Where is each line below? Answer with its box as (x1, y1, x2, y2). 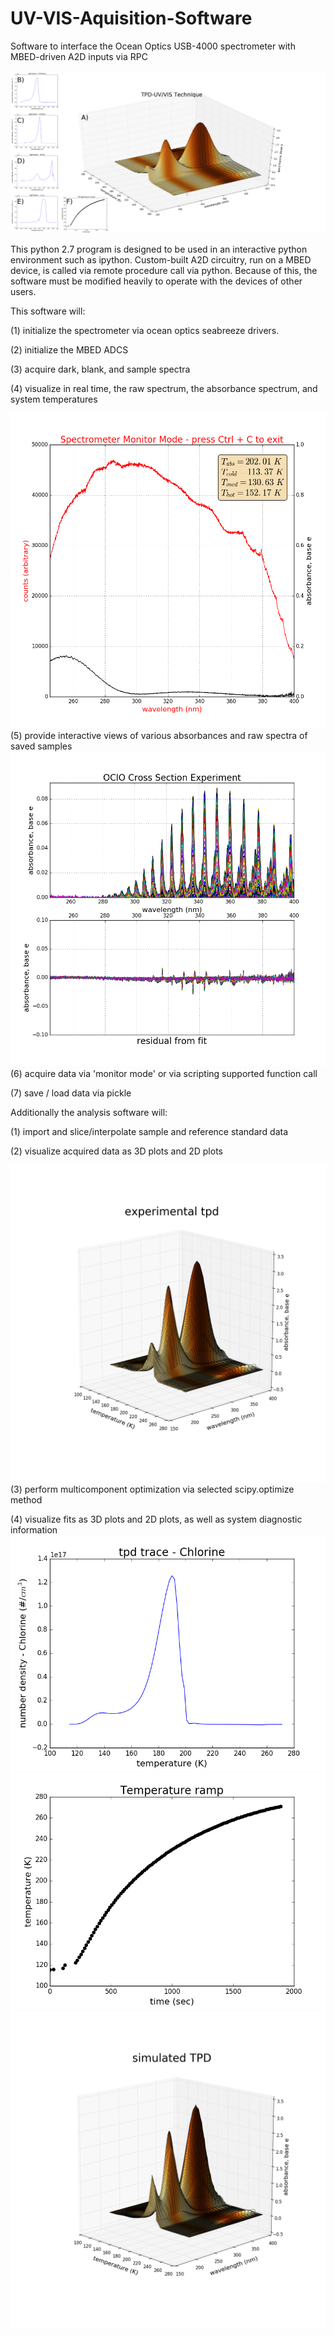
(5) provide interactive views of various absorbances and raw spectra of (10, 730, 308, 742)
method (10, 1494, 43, 1506)
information (10, 1524, 58, 1536)
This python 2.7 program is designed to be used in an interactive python (10, 243, 308, 256)
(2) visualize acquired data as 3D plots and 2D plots (10, 1145, 223, 1157)
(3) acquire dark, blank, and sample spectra (10, 363, 191, 376)
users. (10, 286, 37, 298)
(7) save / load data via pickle (10, 1087, 132, 1099)
